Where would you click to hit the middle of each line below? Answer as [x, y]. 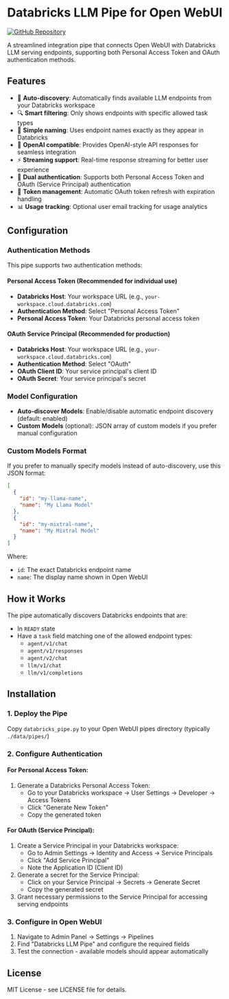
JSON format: [26, 473]
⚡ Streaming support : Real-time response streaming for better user [113, 160]
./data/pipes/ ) [28, 736]
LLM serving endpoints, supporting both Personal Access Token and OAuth [113, 52]
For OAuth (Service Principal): [51, 831]
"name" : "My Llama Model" [57, 505]
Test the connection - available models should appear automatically [113, 952]
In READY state [36, 628]
